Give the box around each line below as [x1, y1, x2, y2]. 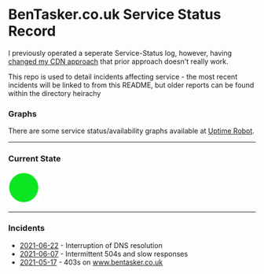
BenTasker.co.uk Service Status [8, 6, 222, 24]
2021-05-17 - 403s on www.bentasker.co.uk [19, 257, 163, 267]
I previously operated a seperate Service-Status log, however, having [8, 48, 233, 57]
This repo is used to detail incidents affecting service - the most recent [8, 72, 238, 81]
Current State [8, 154, 61, 165]
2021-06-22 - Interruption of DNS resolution [19, 240, 163, 250]
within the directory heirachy [8, 88, 101, 98]
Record [8, 22, 57, 40]
